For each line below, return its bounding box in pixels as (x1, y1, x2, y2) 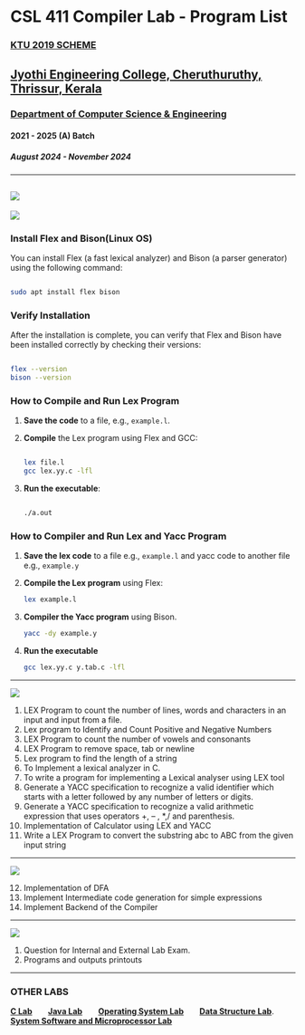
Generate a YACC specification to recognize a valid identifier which (23, 781, 274, 792)
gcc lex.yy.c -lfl (23, 466, 93, 476)
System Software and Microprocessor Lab (10, 1016, 173, 1027)
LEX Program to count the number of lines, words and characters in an (23, 704, 287, 715)
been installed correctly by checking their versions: (10, 340, 202, 350)
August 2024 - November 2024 (10, 151, 132, 162)
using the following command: (10, 263, 123, 273)
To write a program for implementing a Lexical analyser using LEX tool (23, 771, 285, 782)
